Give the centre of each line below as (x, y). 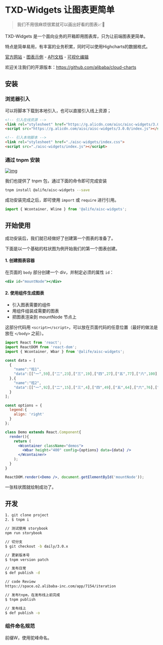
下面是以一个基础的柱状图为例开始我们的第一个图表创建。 (62, 248)
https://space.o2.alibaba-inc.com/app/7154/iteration (61, 586)
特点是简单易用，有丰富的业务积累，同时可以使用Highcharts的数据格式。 (78, 46)
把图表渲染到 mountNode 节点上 (44, 317)
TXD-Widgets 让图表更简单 (60, 10)
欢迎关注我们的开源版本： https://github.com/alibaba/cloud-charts (71, 67)
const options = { (24, 405)
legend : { (18, 410)
